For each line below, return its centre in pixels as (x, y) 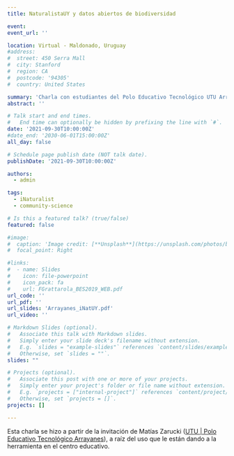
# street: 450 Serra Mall (46, 59)
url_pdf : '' (24, 302)
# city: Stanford (34, 65)
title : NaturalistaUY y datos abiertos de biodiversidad (92, 14)
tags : (15, 193)
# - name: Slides (34, 270)
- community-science (43, 206)
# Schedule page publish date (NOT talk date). (78, 154)
